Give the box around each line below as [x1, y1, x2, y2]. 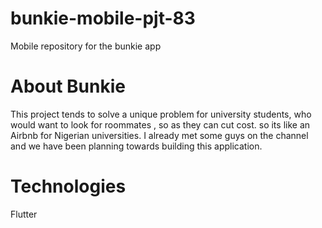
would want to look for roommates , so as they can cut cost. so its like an [10, 118, 311, 131]
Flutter [10, 208, 38, 220]
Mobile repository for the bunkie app [10, 40, 162, 52]
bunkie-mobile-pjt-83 [10, 7, 196, 30]
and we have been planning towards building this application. [10, 140, 263, 152]
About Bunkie [10, 75, 126, 98]
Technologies [10, 175, 127, 198]
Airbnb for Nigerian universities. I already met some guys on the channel [10, 129, 309, 141]
